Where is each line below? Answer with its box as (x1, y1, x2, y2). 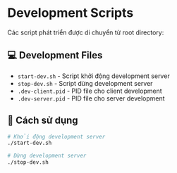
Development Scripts (7, 5, 134, 21)
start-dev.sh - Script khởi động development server (17, 72, 171, 80)
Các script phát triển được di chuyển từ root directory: (7, 28, 164, 37)
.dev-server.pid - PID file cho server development (17, 94, 165, 103)
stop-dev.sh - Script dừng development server (17, 79, 153, 87)
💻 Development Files (7, 49, 103, 61)
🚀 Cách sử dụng (7, 115, 79, 127)
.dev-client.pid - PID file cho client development (17, 86, 162, 95)
